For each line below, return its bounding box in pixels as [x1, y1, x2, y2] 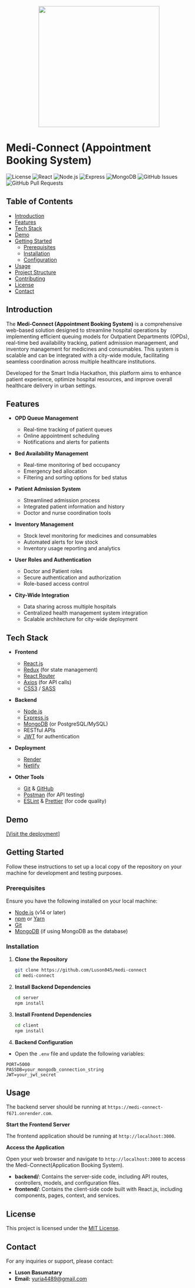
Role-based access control [23, 580, 90, 587]
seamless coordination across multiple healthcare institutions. [6, 358, 156, 365]
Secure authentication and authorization [23, 574, 121, 581]
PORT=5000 [6, 1061, 31, 1067]
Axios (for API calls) [23, 679, 72, 686]
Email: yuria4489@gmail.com [14, 1275, 87, 1283]
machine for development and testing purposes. [6, 869, 123, 876]
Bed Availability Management [14, 450, 88, 457]
